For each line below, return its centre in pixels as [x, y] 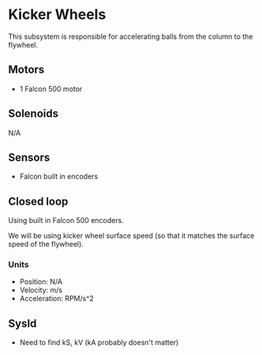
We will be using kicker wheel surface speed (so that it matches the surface [131, 236]
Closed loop [38, 201]
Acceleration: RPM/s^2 [57, 299]
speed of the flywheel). [46, 244]
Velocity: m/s [41, 290]
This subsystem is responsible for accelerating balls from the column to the [131, 36]
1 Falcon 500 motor [51, 89]
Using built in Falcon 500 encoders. [66, 221]
